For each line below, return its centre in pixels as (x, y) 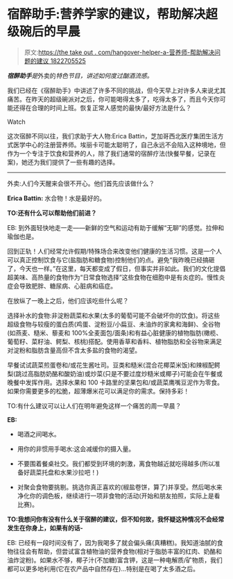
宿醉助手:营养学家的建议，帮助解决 (106, 14)
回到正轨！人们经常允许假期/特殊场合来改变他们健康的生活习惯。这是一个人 (115, 251)
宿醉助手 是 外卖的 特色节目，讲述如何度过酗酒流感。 (80, 75)
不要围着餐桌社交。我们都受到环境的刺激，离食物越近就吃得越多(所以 (115, 464)
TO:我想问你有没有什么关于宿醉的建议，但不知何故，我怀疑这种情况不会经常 (116, 519)
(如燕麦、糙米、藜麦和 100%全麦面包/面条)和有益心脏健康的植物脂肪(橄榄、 (115, 333)
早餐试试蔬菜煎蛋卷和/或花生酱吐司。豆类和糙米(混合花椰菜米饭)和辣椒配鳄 (114, 365)
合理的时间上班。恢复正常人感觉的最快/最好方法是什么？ (111, 108)
